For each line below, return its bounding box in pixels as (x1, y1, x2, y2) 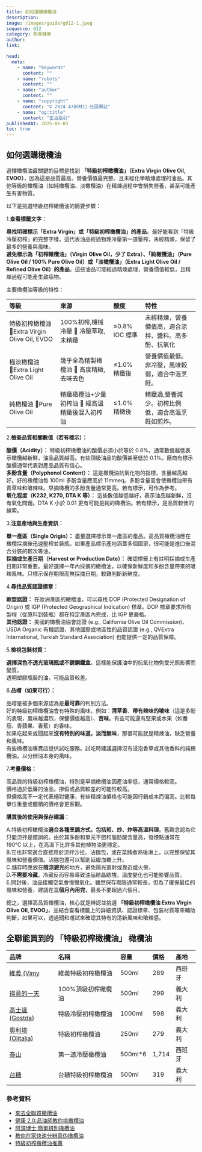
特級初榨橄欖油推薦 (14, 1139, 63, 1147)
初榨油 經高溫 (60, 399, 104, 407)
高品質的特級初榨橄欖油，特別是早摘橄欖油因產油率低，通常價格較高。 (6, 777, 180, 785)
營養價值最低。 (145, 352, 188, 360)
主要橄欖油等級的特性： (6, 285, 64, 293)
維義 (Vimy (9, 969, 40, 977)
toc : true (6, 126, 31, 132)
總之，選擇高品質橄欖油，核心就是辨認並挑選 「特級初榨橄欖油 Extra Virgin (6, 898, 192, 906)
